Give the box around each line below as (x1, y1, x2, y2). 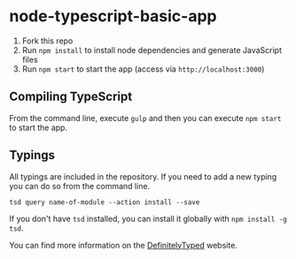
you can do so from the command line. (9, 180, 151, 191)
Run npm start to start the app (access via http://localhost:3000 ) (21, 64, 265, 74)
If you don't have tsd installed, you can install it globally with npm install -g (9, 213, 288, 224)
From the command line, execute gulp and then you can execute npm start (9, 112, 282, 123)
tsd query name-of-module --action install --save (9, 197, 200, 207)
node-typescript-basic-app (9, 6, 217, 27)
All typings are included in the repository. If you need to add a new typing (9, 171, 277, 182)
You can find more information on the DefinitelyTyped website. (9, 240, 238, 250)
